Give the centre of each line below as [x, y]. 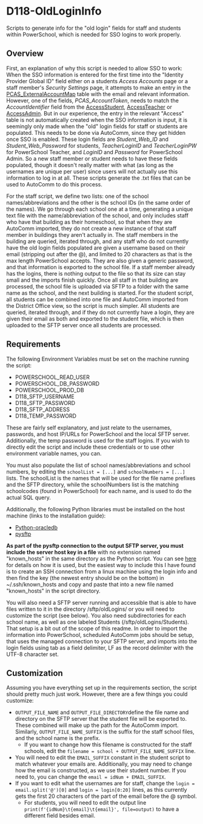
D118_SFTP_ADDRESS [42, 409]
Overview [25, 54]
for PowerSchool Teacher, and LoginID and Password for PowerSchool [95, 152]
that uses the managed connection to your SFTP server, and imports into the [102, 641]
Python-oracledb [36, 527]
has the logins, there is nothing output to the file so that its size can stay [96, 273]
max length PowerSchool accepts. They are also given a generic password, [100, 260]
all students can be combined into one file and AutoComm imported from [97, 299]
